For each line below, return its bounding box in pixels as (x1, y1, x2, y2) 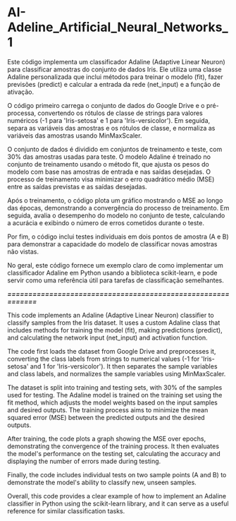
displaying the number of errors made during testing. (7, 457, 161, 465)
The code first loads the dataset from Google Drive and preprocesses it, (7, 347, 216, 355)
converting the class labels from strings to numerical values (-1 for (7, 354, 200, 363)
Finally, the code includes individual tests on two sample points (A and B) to (7, 470, 227, 479)
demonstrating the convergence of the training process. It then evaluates (7, 442, 220, 450)
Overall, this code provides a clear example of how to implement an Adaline (7, 491, 227, 500)
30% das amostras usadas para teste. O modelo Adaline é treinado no (7, 152, 211, 161)
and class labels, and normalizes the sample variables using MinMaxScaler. (7, 369, 226, 378)
